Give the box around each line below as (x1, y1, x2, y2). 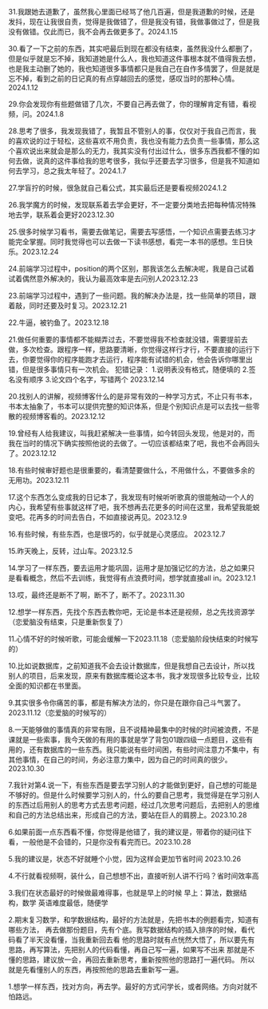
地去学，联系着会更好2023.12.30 (8, 210, 115, 220)
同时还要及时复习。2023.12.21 (29, 301, 128, 310)
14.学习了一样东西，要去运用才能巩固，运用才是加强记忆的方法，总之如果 (8, 564, 249, 572)
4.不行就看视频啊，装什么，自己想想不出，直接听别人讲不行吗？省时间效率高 (8, 871, 259, 880)
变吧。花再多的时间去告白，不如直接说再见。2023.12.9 (8, 512, 187, 521)
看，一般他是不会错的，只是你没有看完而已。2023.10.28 (8, 837, 191, 846)
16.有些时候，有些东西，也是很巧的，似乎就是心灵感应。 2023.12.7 (8, 529, 226, 539)
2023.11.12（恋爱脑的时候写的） (8, 708, 112, 717)
